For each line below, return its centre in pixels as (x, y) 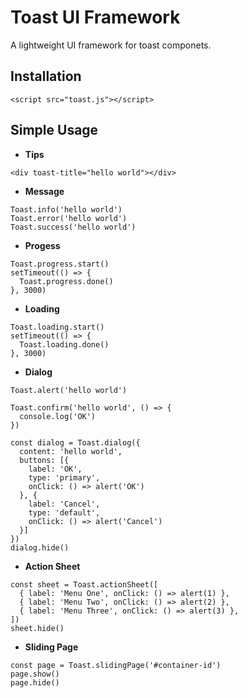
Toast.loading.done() (64, 344)
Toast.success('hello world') (73, 227)
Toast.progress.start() (60, 264)
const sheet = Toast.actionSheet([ (84, 584)
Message (44, 191)
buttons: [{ (44, 460)
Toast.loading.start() (57, 327)
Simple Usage (54, 130)
